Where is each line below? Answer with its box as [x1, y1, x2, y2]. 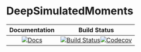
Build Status [78, 26, 114, 34]
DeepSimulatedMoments [6, 4, 134, 18]
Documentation [9, 26, 55, 34]
